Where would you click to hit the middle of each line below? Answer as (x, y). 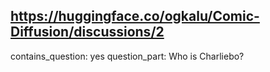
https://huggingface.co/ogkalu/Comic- (135, 16)
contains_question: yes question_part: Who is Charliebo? (127, 56)
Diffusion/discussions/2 (87, 32)
